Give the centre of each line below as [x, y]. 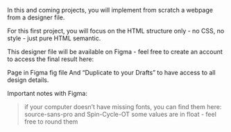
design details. [28, 80]
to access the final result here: [51, 59]
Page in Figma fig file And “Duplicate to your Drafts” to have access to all [112, 73]
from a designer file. [36, 17]
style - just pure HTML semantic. [54, 38]
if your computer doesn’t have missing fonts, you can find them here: [123, 107]
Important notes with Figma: [48, 93]
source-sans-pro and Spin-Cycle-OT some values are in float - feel [120, 114]
